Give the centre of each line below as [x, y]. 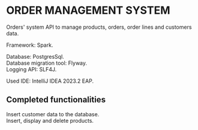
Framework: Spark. [30, 45]
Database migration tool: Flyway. [47, 63]
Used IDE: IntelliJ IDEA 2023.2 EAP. [50, 81]
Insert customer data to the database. [53, 114]
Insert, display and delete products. [50, 120]
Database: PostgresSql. [35, 56]
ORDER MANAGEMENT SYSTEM [88, 10]
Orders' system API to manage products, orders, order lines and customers [99, 27]
